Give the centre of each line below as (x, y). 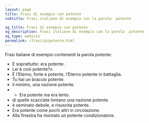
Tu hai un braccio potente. (38, 79)
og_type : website (23, 36)
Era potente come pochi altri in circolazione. (56, 110)
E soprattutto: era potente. (38, 64)
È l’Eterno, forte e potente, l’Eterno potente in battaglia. (67, 74)
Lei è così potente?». (33, 69)
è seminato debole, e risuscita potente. (51, 105)
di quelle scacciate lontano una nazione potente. (60, 100)
